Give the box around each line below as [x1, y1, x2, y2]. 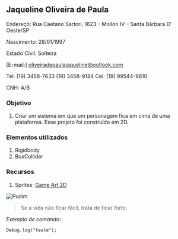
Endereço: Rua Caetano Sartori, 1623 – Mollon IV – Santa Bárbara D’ [6, 20, 172, 27]
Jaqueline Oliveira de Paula [6, 5, 109, 15]
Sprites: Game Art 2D [14, 181, 67, 188]
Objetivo [6, 99, 31, 107]
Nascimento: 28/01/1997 [6, 38, 66, 45]
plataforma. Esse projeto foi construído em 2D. [14, 118, 129, 126]
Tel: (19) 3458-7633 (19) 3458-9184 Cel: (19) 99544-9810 [6, 72, 148, 79]
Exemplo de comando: [6, 215, 61, 222]
